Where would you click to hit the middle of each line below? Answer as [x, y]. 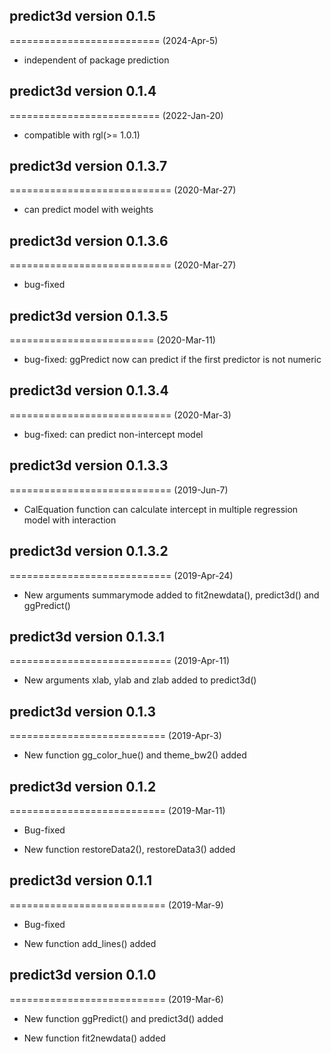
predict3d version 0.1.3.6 [89, 240]
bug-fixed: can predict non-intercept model [113, 434]
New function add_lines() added [90, 943]
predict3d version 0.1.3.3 [89, 465]
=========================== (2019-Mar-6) [116, 999]
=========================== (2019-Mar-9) [116, 905]
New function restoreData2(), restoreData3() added [129, 849]
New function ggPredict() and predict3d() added [123, 1018]
